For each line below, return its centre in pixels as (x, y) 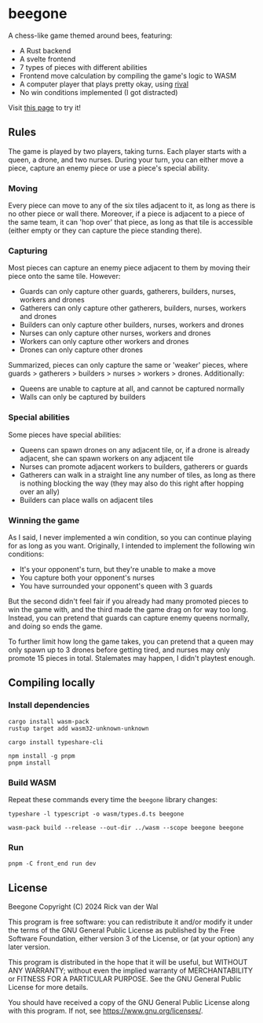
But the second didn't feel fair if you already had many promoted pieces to (128, 601)
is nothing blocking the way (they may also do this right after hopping (131, 483)
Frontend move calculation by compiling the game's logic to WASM (128, 75)
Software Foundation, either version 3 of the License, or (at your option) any (131, 939)
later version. (29, 947)
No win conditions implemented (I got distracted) (99, 92)
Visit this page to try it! (44, 108)
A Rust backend (45, 50)
